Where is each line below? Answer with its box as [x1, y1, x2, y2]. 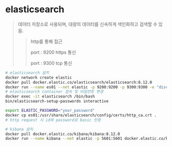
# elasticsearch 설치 [5, 70, 50, 75]
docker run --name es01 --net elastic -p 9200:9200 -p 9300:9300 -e [5, 84, 155, 90]
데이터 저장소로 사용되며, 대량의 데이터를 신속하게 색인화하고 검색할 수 [17, 21, 158, 27]
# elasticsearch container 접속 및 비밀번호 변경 [5, 89, 104, 94]
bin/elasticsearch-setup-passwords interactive [5, 99, 109, 104]
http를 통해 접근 [30, 38, 62, 44]
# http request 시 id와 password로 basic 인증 [5, 117, 101, 123]
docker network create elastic [5, 75, 72, 80]
